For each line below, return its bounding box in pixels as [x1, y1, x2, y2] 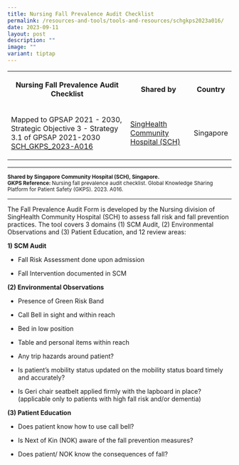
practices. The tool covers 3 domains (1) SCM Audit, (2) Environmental [7, 220, 214, 229]
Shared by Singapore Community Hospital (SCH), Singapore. [7, 173, 160, 180]
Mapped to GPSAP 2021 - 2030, [11, 115, 122, 125]
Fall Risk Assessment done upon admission [17, 255, 145, 263]
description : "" [7, 37, 55, 44]
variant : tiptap [7, 51, 55, 58]
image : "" [7, 43, 37, 51]
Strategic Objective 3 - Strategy [11, 123, 119, 133]
